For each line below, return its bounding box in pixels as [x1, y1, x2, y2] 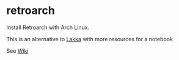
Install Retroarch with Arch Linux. [6, 24, 90, 31]
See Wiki [6, 47, 29, 55]
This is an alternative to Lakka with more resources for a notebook [6, 35, 173, 42]
